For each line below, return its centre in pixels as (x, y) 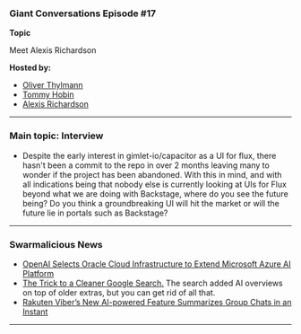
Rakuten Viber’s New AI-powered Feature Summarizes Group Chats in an (157, 302)
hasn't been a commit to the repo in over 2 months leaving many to (146, 165)
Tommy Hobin (48, 95)
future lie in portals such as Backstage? (95, 213)
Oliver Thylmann (52, 85)
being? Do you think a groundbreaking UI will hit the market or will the (150, 203)
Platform (38, 273)
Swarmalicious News (56, 244)
